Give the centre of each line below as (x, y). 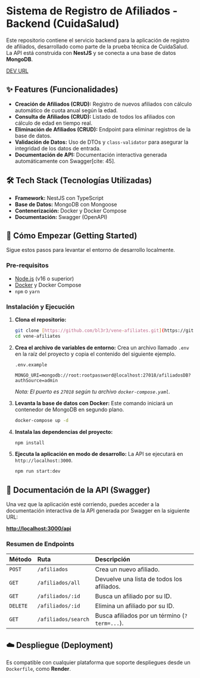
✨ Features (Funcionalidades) (62, 90)
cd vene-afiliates (37, 336)
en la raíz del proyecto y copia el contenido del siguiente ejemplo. (95, 354)
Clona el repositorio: (40, 319)
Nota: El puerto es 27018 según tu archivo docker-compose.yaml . (93, 392)
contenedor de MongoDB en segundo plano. (69, 409)
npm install (29, 443)
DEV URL (17, 70)
